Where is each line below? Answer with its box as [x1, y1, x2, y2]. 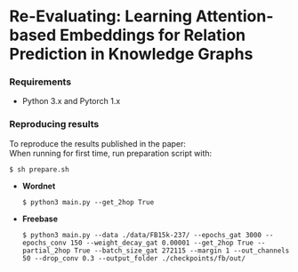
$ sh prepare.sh [9, 164, 69, 174]
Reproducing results [9, 118, 100, 131]
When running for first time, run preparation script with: [9, 148, 213, 158]
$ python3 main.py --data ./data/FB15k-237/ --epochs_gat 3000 [21, 230, 262, 239]
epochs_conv [21, 238, 67, 247]
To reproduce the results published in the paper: [9, 138, 187, 148]
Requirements [9, 76, 72, 88]
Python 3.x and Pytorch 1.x [21, 96, 121, 107]
